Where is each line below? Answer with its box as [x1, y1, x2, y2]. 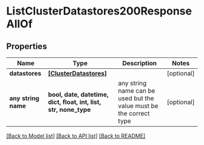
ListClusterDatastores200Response [6, 4, 192, 18]
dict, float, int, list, [47, 98, 101, 106]
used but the [118, 94, 154, 102]
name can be [118, 86, 155, 95]
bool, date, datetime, [47, 91, 109, 98]
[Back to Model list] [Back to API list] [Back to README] [6, 132, 146, 140]
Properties [6, 41, 47, 51]
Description [122, 59, 157, 67]
